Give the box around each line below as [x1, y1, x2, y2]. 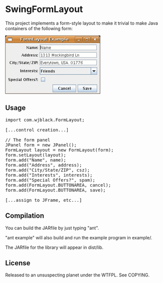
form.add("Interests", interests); [5, 172, 93, 178]
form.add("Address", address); [5, 162, 82, 168]
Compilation [5, 212, 44, 220]
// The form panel [5, 137, 51, 143]
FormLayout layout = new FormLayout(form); [5, 147, 114, 153]
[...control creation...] [5, 127, 69, 132]
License [5, 258, 31, 267]
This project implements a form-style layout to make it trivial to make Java [5, 20, 158, 26]
